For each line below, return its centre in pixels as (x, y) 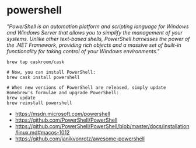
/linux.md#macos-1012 (42, 132)
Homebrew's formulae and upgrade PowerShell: (63, 92)
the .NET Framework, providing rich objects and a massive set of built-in (94, 45)
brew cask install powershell (43, 77)
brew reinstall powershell (39, 103)
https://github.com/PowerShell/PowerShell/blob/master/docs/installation (102, 126)
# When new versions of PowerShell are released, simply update (86, 87)
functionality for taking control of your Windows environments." (83, 51)
